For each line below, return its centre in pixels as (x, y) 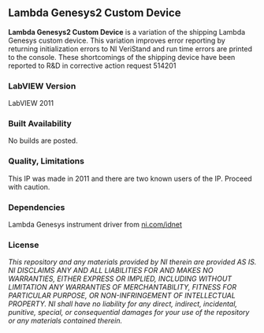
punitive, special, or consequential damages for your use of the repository (129, 312)
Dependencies (37, 207)
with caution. (29, 187)
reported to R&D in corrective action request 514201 (92, 65)
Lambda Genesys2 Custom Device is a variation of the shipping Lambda (127, 32)
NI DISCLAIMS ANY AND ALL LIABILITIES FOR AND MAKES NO (111, 271)
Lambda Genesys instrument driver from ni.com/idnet (95, 224)
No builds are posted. (43, 140)
